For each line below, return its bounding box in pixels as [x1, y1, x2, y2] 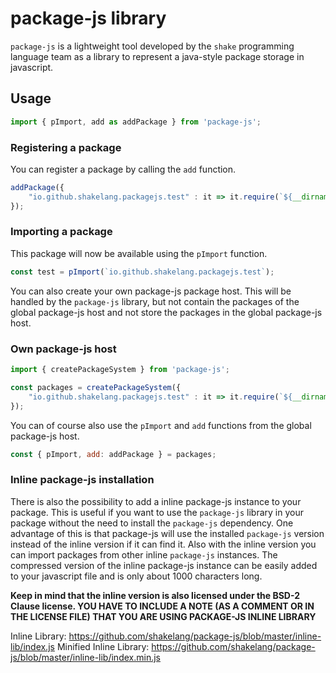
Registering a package [10, 140, 122, 154]
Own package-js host [10, 342, 117, 356]
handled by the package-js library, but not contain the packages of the [10, 295, 300, 307]
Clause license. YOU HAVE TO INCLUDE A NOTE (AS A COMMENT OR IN [10, 600, 315, 612]
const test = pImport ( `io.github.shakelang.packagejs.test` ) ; [10, 267, 275, 277]
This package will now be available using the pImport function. [10, 247, 268, 259]
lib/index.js [10, 640, 55, 652]
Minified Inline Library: [56, 640, 150, 652]
